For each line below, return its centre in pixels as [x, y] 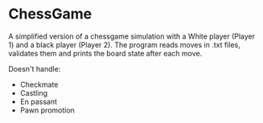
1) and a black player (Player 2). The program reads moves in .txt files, [124, 44]
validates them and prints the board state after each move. [105, 53]
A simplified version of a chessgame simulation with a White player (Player [132, 36]
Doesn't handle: [35, 68]
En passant [39, 101]
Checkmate [39, 84]
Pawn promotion [47, 110]
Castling [34, 92]
